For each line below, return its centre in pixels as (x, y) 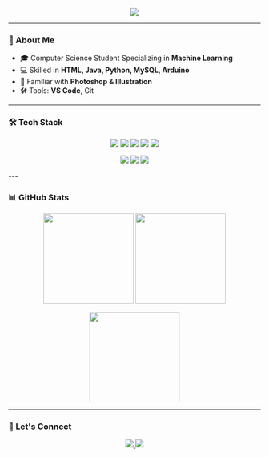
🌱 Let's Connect (40, 427)
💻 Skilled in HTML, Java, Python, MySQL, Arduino (104, 70)
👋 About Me (32, 40)
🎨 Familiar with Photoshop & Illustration (86, 82)
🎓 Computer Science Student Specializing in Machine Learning (126, 58)
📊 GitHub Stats (39, 197)
